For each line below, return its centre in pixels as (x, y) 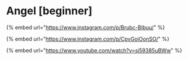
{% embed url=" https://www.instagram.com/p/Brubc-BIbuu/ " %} (86, 27)
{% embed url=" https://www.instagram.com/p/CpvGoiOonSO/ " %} (88, 39)
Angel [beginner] (49, 11)
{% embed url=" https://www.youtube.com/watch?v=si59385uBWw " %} (94, 50)
